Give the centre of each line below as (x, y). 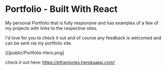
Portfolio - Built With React (62, 9)
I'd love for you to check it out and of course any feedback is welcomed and (83, 38)
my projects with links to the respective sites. (52, 28)
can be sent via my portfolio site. (39, 43)
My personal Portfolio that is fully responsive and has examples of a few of (82, 23)
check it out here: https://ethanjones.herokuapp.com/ (60, 62)
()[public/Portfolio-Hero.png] (35, 53)
